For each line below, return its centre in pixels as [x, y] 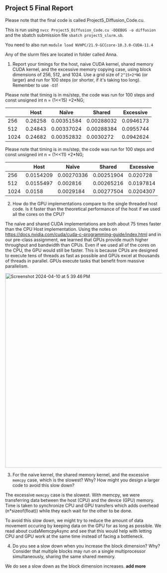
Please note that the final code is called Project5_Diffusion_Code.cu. [75, 20]
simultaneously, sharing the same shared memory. [64, 556]
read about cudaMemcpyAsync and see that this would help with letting [79, 531]
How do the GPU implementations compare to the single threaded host [85, 203]
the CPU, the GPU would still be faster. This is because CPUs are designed [82, 250]
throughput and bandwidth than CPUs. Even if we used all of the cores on [81, 245]
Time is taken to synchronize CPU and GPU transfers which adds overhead [82, 505]
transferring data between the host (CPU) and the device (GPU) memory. [80, 500]
